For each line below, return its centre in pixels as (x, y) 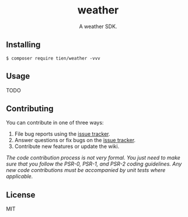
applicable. (20, 177)
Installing (23, 45)
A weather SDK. (98, 26)
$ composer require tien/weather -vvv (53, 58)
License (21, 194)
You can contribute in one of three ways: (55, 123)
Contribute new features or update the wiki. (67, 146)
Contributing (30, 108)
